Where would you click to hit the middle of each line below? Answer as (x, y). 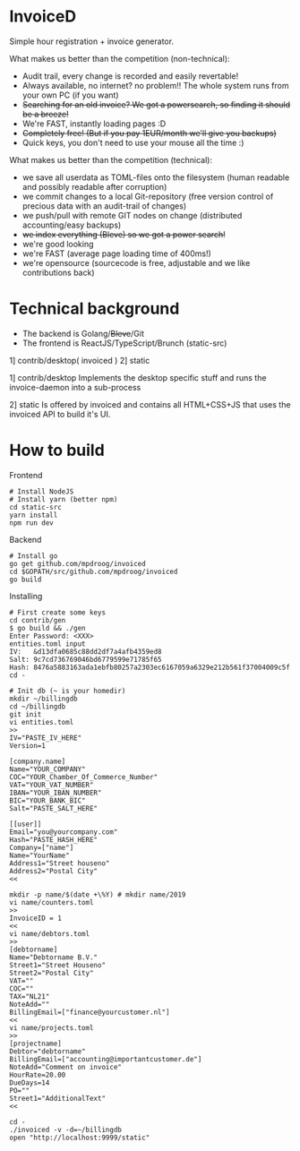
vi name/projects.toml (51, 1027)
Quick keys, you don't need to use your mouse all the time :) (133, 142)
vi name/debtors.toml (50, 933)
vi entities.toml (42, 722)
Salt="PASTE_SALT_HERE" (54, 808)
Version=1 (28, 745)
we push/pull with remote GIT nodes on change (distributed (132, 215)
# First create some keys (57, 612)
